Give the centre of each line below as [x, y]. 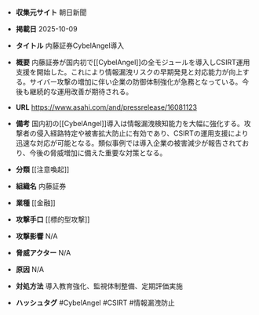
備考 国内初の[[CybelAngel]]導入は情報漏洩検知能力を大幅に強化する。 [130, 123]
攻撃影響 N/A [36, 236]
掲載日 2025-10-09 [46, 29]
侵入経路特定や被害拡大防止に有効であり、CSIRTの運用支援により [142, 133]
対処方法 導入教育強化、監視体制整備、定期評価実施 [99, 286]
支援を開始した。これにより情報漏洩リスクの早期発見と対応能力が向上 [129, 72]
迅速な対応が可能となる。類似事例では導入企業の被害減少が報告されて [129, 143]
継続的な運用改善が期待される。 [81, 92]
